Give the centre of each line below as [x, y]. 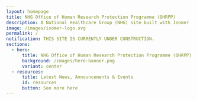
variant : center [42, 66]
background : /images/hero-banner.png [68, 61]
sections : [18, 45]
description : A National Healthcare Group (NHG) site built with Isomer [98, 22]
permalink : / [22, 34]
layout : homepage [28, 11]
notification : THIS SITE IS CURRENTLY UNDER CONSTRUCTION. [80, 39]
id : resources [39, 83]
